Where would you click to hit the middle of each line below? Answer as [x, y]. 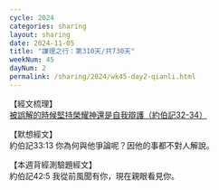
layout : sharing [40, 34]
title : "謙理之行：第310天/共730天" [72, 52]
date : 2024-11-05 [42, 43]
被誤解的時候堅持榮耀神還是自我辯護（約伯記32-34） [109, 115]
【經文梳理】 [33, 103]
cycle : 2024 [32, 18]
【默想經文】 [33, 134]
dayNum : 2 [28, 69]
